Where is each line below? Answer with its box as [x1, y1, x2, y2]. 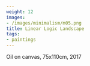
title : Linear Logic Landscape [6, 25, 85, 32]
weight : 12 [6, 8, 34, 15]
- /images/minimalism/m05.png [6, 20, 82, 26]
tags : [6, 31, 20, 37]
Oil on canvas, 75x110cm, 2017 [6, 53, 82, 60]
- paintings [6, 37, 36, 43]
